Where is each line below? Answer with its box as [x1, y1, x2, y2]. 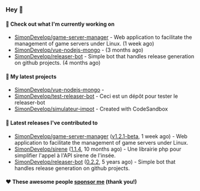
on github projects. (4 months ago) [14, 59, 101, 67]
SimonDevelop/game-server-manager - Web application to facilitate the [14, 34, 193, 41]
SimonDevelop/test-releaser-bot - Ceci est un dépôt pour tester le [14, 92, 178, 100]
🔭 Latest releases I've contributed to [5, 119, 98, 126]
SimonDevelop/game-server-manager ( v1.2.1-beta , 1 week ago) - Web [14, 132, 187, 140]
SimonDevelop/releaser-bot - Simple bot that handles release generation [14, 53, 195, 60]
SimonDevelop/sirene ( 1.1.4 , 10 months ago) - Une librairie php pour [14, 145, 181, 153]
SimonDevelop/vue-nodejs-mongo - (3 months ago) [14, 46, 144, 53]
